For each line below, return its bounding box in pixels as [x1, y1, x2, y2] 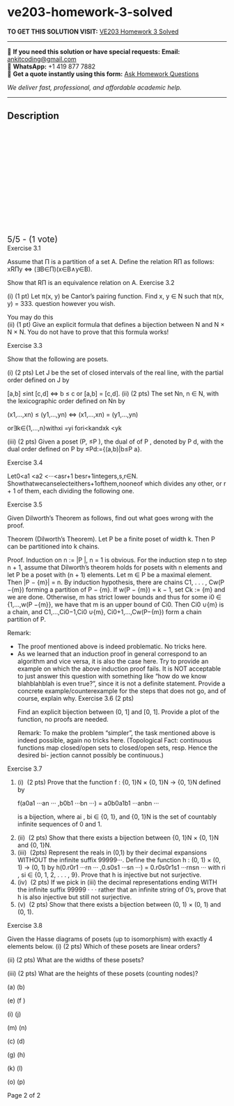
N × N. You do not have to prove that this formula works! [7, 328, 169, 336]
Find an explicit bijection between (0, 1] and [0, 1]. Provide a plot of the [17, 707, 219, 716]
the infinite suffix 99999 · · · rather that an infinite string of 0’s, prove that [17, 885, 226, 894]
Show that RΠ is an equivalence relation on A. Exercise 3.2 [7, 278, 175, 286]
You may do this [7, 312, 54, 321]
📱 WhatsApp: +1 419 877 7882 [7, 62, 96, 71]
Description [7, 110, 59, 122]
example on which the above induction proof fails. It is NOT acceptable [17, 664, 221, 673]
